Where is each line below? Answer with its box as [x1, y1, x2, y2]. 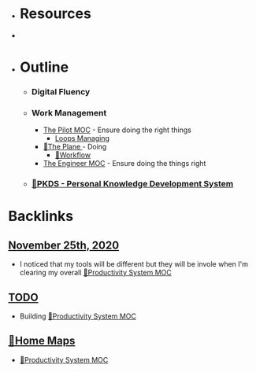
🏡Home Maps [8, 334, 76, 348]
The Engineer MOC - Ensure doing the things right [43, 159, 206, 168]
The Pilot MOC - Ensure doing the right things [43, 125, 191, 134]
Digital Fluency [31, 87, 91, 98]
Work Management [31, 107, 107, 118]
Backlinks [8, 208, 74, 225]
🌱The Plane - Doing [43, 142, 107, 152]
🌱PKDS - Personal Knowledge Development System [31, 179, 234, 190]
